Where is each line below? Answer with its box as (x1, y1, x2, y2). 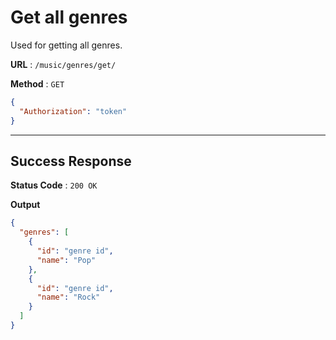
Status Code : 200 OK (10, 179, 98, 191)
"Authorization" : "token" (19, 106, 128, 116)
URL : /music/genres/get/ (10, 58, 117, 70)
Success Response (10, 152, 132, 170)
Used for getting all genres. (10, 39, 123, 51)
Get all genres (10, 6, 128, 29)
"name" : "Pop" (36, 255, 97, 265)
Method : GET (10, 77, 65, 90)
